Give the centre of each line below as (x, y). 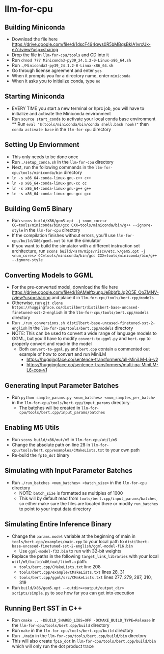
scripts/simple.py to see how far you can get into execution (73, 593)
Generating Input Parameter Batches (62, 385)
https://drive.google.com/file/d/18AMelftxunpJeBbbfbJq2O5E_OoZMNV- (85, 292)
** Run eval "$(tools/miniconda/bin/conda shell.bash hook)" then (80, 124)
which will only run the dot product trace (53, 646)
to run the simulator (81, 241)
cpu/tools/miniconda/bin (37, 173)
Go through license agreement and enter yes (57, 70)
